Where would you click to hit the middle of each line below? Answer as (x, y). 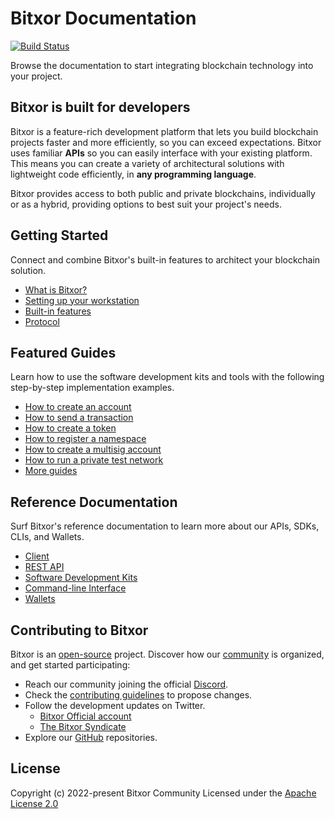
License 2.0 (34, 803)
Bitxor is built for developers (100, 107)
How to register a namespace (85, 439)
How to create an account (78, 407)
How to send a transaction (79, 418)
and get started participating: (70, 665)
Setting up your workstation (82, 300)
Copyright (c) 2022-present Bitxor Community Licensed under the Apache (163, 793)
